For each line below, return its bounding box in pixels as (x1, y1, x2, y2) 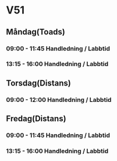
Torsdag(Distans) (6, 78, 71, 88)
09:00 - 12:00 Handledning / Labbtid (6, 95, 112, 104)
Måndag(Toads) (6, 27, 66, 37)
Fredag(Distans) (6, 114, 66, 124)
